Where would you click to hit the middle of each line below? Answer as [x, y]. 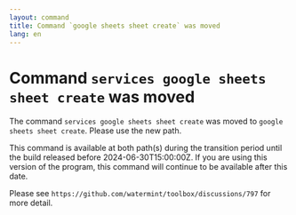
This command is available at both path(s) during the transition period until [146, 148]
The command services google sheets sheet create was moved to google [146, 122]
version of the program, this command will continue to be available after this [148, 167]
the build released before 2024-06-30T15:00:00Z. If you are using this [139, 157]
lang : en [25, 34]
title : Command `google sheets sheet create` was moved [115, 26]
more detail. [31, 203]
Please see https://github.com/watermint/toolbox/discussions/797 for [140, 194]
